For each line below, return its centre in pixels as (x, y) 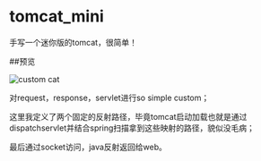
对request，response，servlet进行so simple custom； (109, 97)
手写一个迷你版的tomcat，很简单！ (73, 42)
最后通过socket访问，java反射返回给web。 (88, 147)
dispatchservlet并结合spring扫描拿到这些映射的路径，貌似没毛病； (132, 128)
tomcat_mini (57, 17)
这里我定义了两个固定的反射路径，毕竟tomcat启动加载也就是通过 (128, 116)
